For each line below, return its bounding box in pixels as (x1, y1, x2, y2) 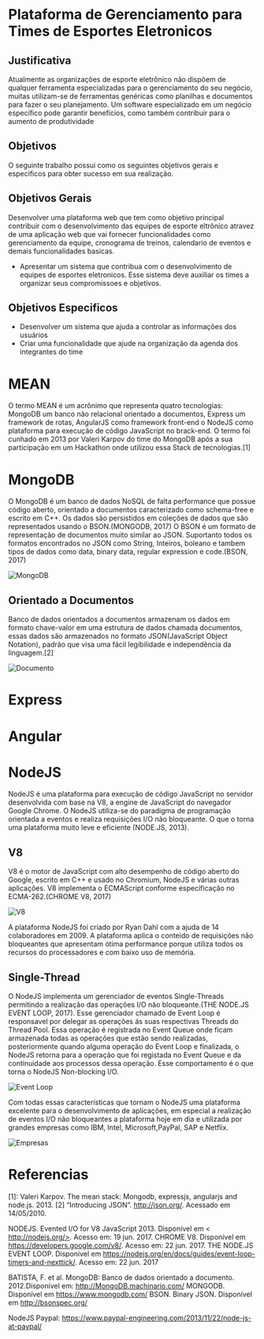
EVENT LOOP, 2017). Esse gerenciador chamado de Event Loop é (8, 1008, 221, 1018)
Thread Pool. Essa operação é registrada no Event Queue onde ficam (8, 1025, 233, 1035)
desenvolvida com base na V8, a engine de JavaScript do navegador (8, 797, 232, 807)
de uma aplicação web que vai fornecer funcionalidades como (8, 229, 211, 238)
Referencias (8, 1166, 89, 1183)
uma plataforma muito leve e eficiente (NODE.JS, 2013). (8, 823, 189, 832)
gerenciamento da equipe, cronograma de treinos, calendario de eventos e (8, 238, 251, 247)
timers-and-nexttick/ (8, 1258, 76, 1266)
